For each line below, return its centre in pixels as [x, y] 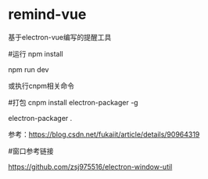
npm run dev [29, 69]
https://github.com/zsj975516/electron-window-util [90, 166]
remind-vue [47, 15]
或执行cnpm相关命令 [41, 86]
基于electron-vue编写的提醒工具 [60, 37]
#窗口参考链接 [31, 151]
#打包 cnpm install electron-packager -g [73, 102]
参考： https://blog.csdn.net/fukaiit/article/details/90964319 [104, 134]
